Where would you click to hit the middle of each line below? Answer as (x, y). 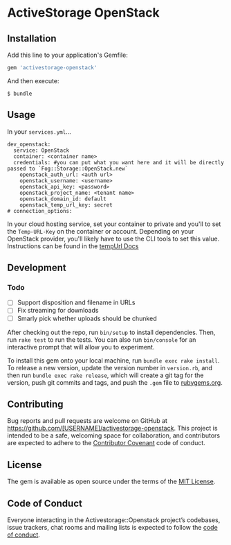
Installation (32, 38)
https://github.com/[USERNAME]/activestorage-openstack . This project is (112, 429)
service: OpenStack (41, 150)
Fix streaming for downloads (58, 311)
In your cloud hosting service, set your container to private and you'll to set (114, 224)
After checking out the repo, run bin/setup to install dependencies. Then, (111, 332)
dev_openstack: (29, 144)
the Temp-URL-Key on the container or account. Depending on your (101, 231)
